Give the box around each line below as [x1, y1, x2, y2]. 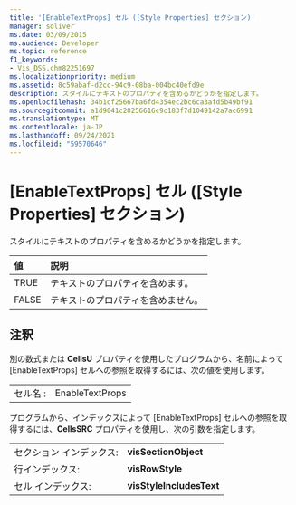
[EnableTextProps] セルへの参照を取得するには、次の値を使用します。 [9, 364, 270, 376]
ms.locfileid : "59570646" [9, 139, 107, 148]
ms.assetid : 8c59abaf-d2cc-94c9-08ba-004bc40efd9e [9, 81, 205, 90]
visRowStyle [127, 462, 183, 475]
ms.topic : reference [9, 47, 88, 56]
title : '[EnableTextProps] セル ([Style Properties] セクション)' [9, 13, 256, 23]
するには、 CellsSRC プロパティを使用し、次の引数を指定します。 [16, 423, 261, 434]
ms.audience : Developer [9, 38, 100, 48]
